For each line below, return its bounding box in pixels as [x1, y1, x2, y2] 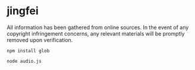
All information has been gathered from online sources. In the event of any [7, 24, 189, 31]
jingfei [7, 4, 39, 18]
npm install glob [7, 47, 50, 54]
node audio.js [7, 58, 42, 64]
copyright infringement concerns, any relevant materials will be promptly [7, 30, 185, 37]
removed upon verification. [7, 36, 73, 43]
